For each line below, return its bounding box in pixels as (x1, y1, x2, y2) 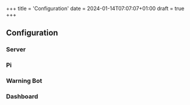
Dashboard (6, 93, 39, 101)
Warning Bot (6, 77, 43, 85)
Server (6, 45, 26, 54)
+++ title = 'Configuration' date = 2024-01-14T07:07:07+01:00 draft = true (6, 5, 185, 12)
